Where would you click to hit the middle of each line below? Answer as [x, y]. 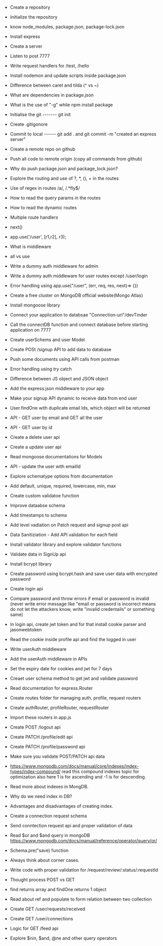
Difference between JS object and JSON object [59, 379]
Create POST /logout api [35, 727]
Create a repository [30, 7]
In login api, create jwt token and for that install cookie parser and [78, 624]
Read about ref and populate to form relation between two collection [81, 899]
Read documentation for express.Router [51, 688]
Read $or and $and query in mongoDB [50, 835]
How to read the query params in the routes [55, 198]
